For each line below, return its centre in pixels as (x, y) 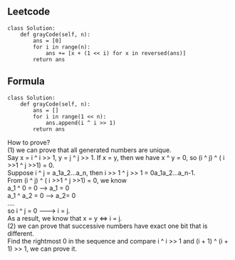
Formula (26, 81)
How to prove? (29, 142)
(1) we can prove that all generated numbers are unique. (90, 150)
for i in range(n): (62, 47)
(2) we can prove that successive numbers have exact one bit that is (108, 226)
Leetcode (29, 12)
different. (21, 233)
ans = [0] (47, 41)
